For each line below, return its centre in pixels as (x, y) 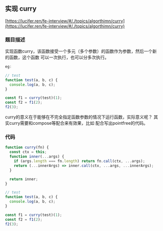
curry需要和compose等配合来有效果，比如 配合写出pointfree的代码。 (78, 123)
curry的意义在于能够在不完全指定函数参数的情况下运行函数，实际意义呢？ (79, 117)
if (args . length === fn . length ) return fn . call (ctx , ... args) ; (80, 161)
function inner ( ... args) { (37, 157)
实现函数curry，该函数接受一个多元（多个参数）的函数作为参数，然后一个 (79, 51)
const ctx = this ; (28, 152)
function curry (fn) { (27, 148)
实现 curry (21, 9)
